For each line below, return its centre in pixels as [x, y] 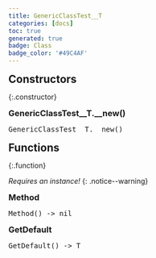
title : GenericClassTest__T [55, 16]
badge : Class [30, 46]
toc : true [25, 31]
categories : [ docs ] [41, 23]
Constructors [43, 79]
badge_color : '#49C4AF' [48, 53]
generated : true [35, 38]
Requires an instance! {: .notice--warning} [78, 181]
